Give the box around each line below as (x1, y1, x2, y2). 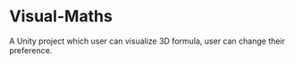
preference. (9, 44, 53, 55)
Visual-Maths (9, 6, 113, 27)
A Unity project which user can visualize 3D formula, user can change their (9, 36, 286, 46)
